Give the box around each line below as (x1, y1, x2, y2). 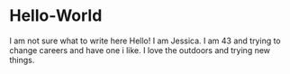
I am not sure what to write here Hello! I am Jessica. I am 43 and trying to (9, 35, 281, 46)
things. (9, 54, 35, 65)
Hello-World (9, 5, 103, 26)
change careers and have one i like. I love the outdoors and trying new (9, 44, 271, 55)
